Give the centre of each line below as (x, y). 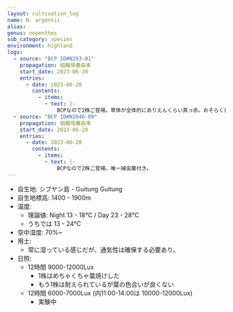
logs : (15, 53)
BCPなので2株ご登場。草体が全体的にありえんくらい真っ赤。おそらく (140, 110)
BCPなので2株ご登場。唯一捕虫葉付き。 (104, 168)
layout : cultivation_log (43, 14)
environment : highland (40, 46)
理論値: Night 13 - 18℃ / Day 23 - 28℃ (83, 215)
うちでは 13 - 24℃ (54, 223)
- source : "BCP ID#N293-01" (54, 59)
